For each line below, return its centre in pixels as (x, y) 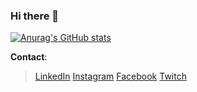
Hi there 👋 (35, 16)
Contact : (29, 57)
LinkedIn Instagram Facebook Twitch (110, 76)
